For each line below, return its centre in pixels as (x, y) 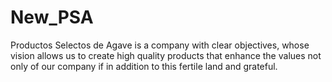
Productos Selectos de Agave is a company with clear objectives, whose (160, 45)
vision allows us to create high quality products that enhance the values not (166, 55)
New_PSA (52, 17)
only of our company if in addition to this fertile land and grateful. (144, 66)
